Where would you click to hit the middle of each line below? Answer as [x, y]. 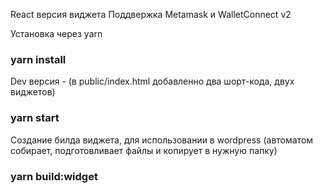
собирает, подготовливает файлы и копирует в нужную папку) [144, 150]
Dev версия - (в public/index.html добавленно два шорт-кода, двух [152, 81]
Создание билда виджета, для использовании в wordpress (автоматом [162, 140]
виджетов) [33, 92]
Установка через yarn [56, 33]
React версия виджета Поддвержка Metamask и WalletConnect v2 [151, 14]
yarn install [38, 59]
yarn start [35, 118]
